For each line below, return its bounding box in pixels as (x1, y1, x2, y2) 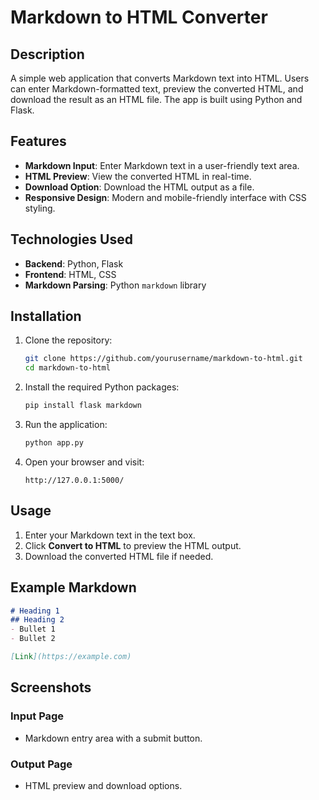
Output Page (10, 757, 73, 771)
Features (10, 133, 67, 150)
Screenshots (10, 679, 92, 696)
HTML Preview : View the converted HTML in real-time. (24, 170, 252, 182)
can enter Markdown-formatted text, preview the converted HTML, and (10, 83, 304, 95)
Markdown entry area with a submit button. (24, 732, 203, 744)
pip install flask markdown (24, 401, 142, 411)
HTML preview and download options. (24, 779, 183, 791)
